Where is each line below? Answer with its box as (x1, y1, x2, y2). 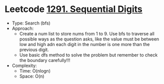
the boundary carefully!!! (19, 57, 70, 63)
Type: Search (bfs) (11, 20, 50, 26)
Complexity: (11, 62, 37, 68)
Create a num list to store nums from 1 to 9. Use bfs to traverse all (19, 30, 154, 36)
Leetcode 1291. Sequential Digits (4, 3, 143, 15)
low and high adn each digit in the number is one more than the (19, 41, 150, 47)
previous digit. (19, 46, 49, 52)
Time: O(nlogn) (19, 67, 51, 73)
